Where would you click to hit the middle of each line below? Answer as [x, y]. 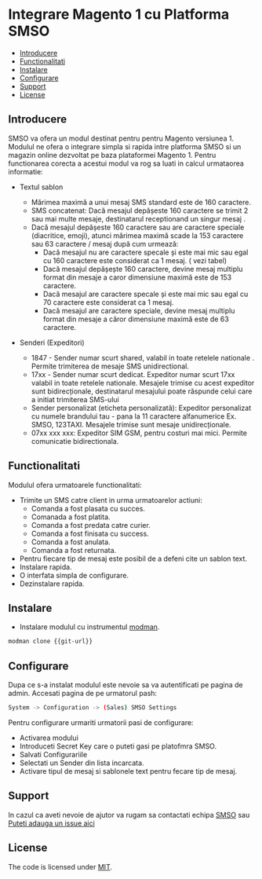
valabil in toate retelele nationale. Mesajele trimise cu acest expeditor [143, 383]
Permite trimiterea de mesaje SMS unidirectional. [110, 366]
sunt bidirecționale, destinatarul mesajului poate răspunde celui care [142, 391]
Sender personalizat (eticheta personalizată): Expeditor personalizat [141, 408]
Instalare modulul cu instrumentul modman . [89, 627]
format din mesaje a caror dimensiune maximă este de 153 [137, 277]
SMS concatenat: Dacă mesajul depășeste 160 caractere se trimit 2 [140, 211]
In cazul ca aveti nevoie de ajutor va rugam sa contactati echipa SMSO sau [129, 815]
